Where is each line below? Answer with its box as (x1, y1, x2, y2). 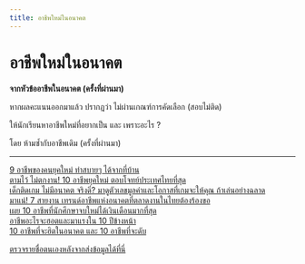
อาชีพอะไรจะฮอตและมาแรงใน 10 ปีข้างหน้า (9, 215, 136, 226)
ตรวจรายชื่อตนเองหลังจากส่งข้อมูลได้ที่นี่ (9, 243, 126, 254)
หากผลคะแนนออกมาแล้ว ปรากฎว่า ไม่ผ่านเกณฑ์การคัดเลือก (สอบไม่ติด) (9, 101, 222, 112)
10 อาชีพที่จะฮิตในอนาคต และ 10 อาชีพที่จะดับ (9, 225, 147, 236)
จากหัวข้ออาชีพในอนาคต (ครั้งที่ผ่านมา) (9, 83, 124, 93)
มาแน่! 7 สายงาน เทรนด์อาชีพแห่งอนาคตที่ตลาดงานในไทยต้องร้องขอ (9, 194, 211, 205)
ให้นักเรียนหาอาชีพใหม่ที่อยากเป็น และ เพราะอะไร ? (9, 119, 162, 130)
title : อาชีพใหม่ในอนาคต (9, 13, 86, 23)
